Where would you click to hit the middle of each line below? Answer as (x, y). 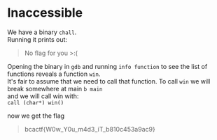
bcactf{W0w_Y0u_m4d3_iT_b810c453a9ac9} (90, 129)
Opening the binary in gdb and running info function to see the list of (107, 66)
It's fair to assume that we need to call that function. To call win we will (109, 81)
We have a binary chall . (42, 32)
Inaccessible (45, 13)
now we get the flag (36, 116)
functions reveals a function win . (54, 74)
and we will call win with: (43, 96)
